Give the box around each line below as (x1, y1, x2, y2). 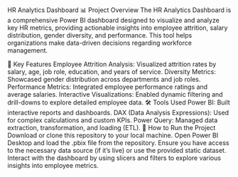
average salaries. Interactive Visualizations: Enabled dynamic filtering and (7, 90, 223, 98)
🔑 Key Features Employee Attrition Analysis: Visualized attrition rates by (7, 60, 217, 68)
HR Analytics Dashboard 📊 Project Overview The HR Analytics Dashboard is (7, 6, 232, 14)
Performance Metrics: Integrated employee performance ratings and (7, 82, 208, 91)
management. (7, 46, 48, 55)
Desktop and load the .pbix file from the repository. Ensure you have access (7, 139, 229, 147)
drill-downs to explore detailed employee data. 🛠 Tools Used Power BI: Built (7, 98, 231, 107)
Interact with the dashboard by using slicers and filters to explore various (7, 154, 222, 162)
